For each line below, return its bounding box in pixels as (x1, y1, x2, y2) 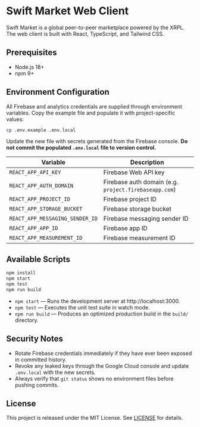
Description (130, 158, 164, 166)
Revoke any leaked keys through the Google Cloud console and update (14, 362, 189, 369)
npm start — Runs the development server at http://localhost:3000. (14, 297, 180, 305)
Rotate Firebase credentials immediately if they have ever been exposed (14, 349, 192, 357)
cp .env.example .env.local (6, 127, 76, 133)
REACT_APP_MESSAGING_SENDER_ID (9, 215, 98, 222)
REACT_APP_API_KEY (9, 169, 61, 176)
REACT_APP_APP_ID (9, 225, 58, 232)
